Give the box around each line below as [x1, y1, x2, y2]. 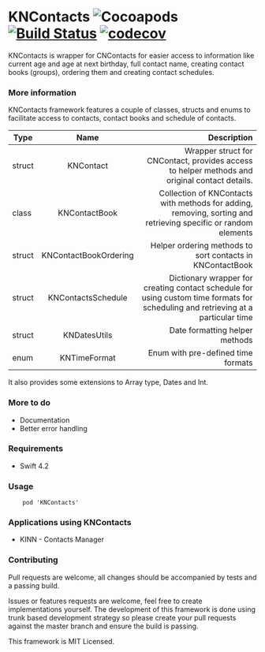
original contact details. [166, 175, 253, 186]
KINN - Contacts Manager [19, 535, 105, 544]
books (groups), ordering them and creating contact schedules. [8, 67, 215, 76]
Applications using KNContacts [8, 517, 132, 528]
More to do [8, 397, 51, 408]
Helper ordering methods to [150, 240, 253, 251]
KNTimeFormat [59, 352, 116, 363]
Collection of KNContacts [159, 188, 253, 199]
